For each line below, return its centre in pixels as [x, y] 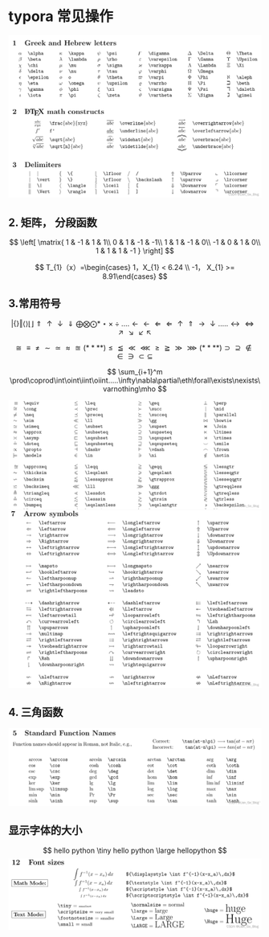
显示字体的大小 [45, 831]
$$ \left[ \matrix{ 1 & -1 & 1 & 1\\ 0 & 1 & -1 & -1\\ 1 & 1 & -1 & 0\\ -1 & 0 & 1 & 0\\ [135, 243]
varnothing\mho [130, 389]
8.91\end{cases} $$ [135, 276]
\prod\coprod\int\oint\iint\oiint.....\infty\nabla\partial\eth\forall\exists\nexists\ [135, 380]
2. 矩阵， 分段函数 [53, 222]
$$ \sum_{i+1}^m [135, 371]
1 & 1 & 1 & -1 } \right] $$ [135, 251]
